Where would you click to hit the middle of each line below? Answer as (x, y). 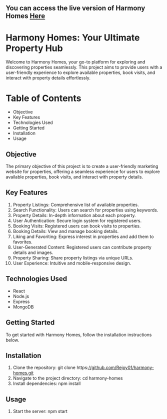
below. (12, 340)
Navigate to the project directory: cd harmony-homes (68, 378)
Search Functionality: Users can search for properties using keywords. (85, 210)
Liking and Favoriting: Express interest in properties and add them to (83, 236)
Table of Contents (43, 98)
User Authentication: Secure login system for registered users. (77, 220)
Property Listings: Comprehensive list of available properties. (76, 204)
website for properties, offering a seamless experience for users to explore (83, 171)
